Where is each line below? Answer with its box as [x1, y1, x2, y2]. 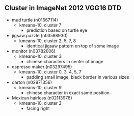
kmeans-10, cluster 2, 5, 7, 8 [19, 38, 77, 44]
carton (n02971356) [11, 79, 52, 85]
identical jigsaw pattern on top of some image [26, 43, 119, 48]
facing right [26, 105, 50, 111]
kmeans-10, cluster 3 [19, 53, 62, 59]
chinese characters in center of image [26, 58, 104, 64]
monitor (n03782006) [11, 48, 56, 54]
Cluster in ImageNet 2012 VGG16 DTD [4, 4, 121, 12]
